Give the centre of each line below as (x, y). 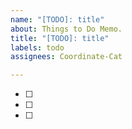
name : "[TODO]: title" (57, 19)
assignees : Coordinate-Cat (66, 57)
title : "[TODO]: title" (60, 38)
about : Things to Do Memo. (66, 29)
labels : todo (37, 47)
